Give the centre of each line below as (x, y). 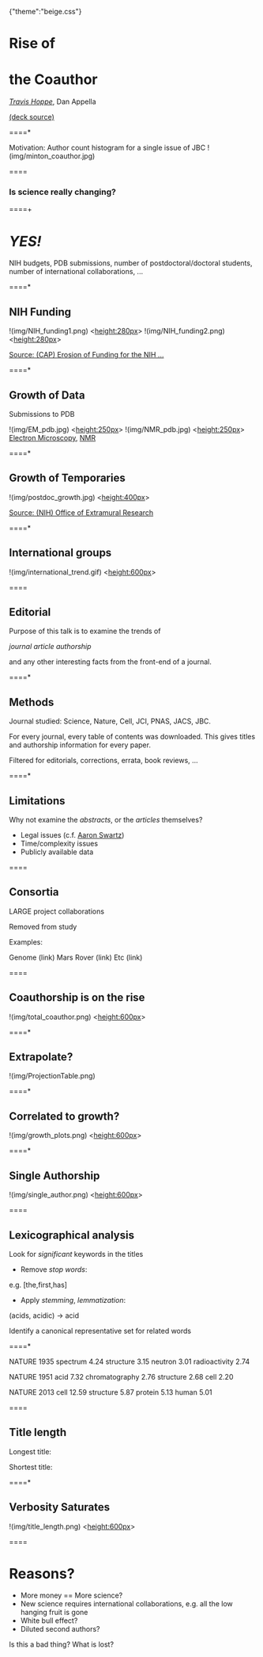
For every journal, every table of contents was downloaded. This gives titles (132, 737)
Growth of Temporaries (67, 478)
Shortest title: (31, 1467)
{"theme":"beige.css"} (45, 11)
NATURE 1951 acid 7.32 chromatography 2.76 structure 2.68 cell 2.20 (121, 1376)
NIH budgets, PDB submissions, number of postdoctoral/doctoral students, (131, 263)
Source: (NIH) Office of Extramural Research (81, 512)
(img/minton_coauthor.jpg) (52, 156)
